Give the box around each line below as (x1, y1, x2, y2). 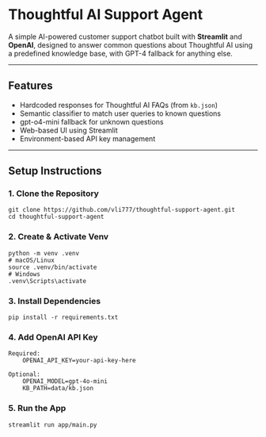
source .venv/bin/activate (8, 263, 97, 271)
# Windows (8, 270, 41, 278)
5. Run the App (8, 403, 66, 414)
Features (8, 79, 53, 93)
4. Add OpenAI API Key (8, 332, 98, 343)
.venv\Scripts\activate (8, 277, 87, 285)
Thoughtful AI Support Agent (8, 6, 203, 24)
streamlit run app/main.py (8, 420, 97, 429)
